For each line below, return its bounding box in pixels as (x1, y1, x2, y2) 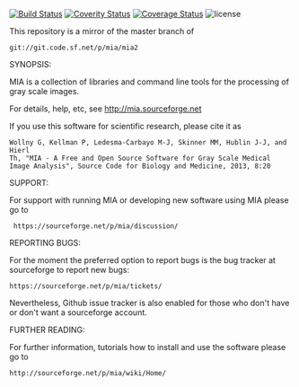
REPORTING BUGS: (9, 238, 81, 248)
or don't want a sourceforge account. (9, 307, 148, 318)
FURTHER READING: (9, 324, 85, 335)
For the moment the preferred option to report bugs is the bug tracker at (9, 255, 277, 265)
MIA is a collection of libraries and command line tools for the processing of (9, 76, 290, 87)
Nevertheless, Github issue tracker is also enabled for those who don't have (9, 297, 290, 308)
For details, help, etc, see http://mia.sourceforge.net (9, 103, 202, 114)
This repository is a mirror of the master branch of (9, 26, 195, 36)
